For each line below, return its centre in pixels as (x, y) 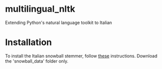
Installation (29, 42)
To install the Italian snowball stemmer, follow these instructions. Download (81, 56)
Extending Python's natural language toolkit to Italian (59, 23)
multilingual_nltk (40, 9)
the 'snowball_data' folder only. (37, 61)
